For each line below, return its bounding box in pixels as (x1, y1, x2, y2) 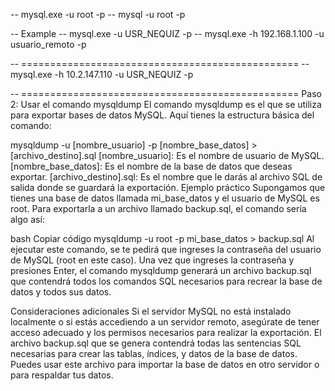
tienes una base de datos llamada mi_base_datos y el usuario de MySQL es (10, 192, 320, 204)
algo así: (10, 214, 45, 225)
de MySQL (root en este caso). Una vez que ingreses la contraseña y (10, 254, 295, 266)
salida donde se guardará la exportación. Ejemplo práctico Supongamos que (10, 182, 326, 193)
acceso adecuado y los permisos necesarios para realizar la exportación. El (10, 327, 322, 338)
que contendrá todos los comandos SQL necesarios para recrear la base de (10, 275, 323, 287)
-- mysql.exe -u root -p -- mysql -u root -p (10, 9, 186, 20)
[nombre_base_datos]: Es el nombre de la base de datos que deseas (10, 160, 293, 172)
